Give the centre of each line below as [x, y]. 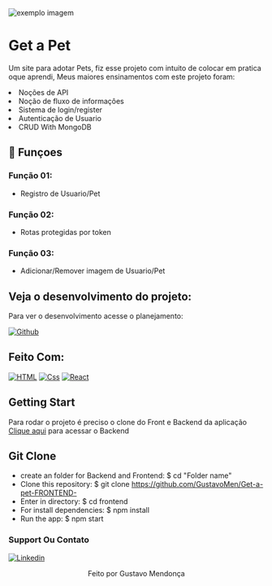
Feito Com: [37, 357]
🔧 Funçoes [36, 152]
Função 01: [30, 176]
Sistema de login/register [61, 110]
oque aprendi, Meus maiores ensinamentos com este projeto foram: [122, 76]
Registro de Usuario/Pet [60, 193]
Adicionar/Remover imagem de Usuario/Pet [93, 271]
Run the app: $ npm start [62, 519]
